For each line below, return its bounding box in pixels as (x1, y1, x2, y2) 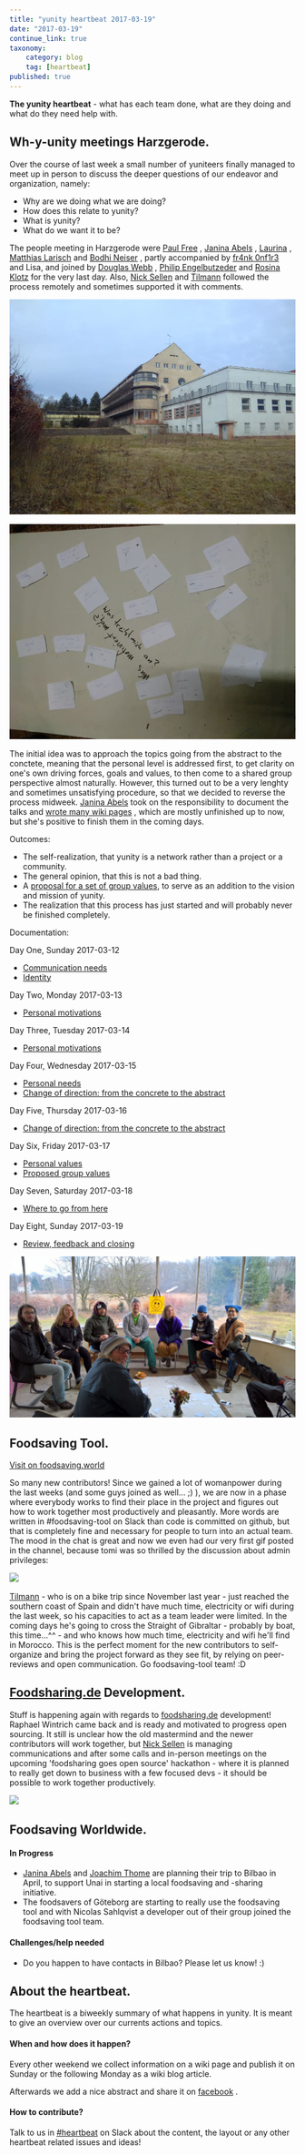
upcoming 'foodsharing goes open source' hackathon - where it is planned (9, 1757, 290, 1768)
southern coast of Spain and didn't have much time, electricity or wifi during (9, 1601, 295, 1611)
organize (9, 1649, 43, 1660)
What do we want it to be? (22, 224, 121, 236)
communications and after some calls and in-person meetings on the (9, 1748, 268, 1759)
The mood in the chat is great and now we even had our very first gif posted (9, 1535, 294, 1546)
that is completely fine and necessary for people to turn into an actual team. (9, 1526, 293, 1536)
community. (22, 860, 67, 871)
